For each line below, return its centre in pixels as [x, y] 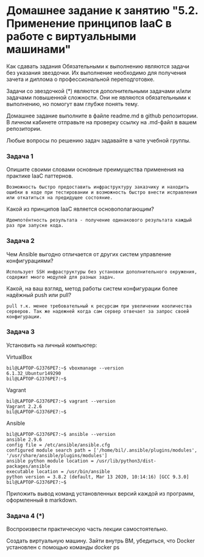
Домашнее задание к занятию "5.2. [102, 11]
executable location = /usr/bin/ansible [58, 471]
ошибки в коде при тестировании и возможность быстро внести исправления [102, 192]
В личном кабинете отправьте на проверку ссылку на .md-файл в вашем [101, 122]
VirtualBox [19, 357]
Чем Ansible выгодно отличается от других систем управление [89, 254]
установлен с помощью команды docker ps [63, 547]
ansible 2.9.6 [24, 440]
